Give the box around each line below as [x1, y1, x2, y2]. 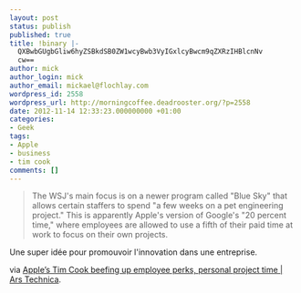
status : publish [9, 22, 71, 31]
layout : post [9, 13, 59, 23]
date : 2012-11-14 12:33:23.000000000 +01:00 [9, 106, 182, 116]
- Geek [9, 124, 35, 133]
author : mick [9, 65, 59, 74]
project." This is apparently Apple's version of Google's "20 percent [31, 210, 287, 221]
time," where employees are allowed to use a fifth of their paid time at [31, 219, 294, 230]
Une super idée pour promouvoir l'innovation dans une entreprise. [9, 247, 258, 258]
